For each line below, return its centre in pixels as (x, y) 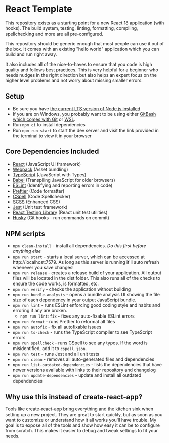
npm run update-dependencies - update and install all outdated (77, 375)
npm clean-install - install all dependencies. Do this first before (79, 246)
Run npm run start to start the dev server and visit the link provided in (86, 130)
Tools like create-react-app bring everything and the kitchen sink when (79, 409)
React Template (39, 9)
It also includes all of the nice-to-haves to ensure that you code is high (79, 64)
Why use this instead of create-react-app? (74, 397)
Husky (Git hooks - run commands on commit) (61, 218)
